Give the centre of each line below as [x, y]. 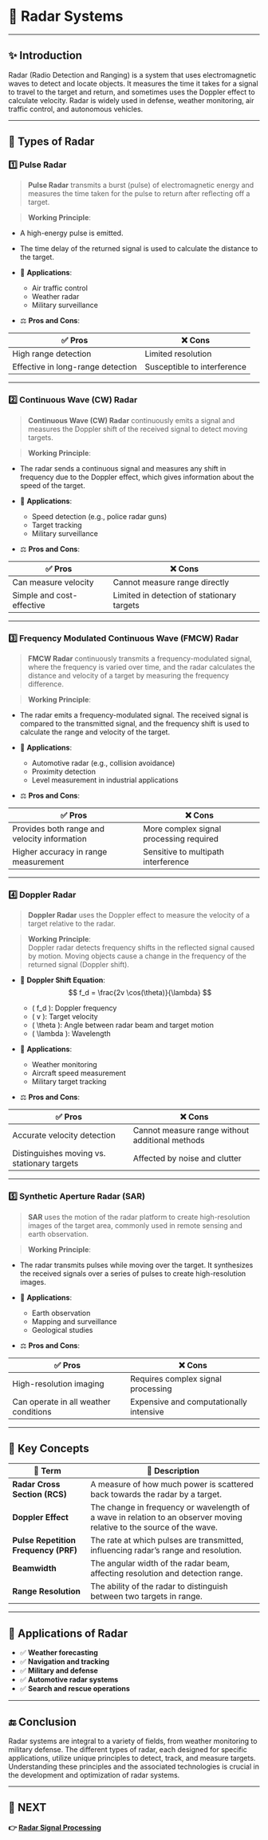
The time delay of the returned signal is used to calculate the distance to [139, 249]
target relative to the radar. [71, 924]
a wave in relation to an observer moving [166, 1518]
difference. [45, 684]
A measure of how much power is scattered [172, 1485]
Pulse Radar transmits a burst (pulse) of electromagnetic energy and [141, 185]
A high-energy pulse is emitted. [71, 233]
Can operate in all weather [61, 1402]
